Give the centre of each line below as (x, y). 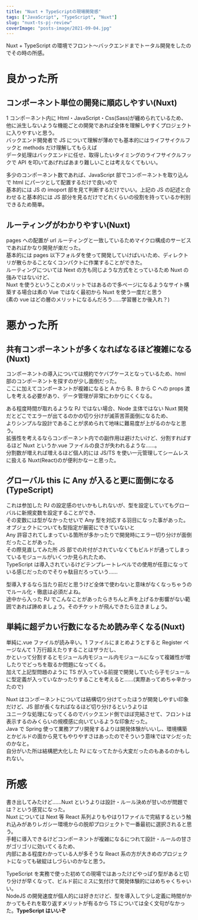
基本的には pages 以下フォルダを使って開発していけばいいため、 (85, 255)
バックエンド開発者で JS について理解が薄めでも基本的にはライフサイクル (96, 140)
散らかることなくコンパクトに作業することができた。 (81, 263)
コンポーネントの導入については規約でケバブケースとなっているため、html (96, 374)
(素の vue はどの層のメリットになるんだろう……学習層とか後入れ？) (88, 300)
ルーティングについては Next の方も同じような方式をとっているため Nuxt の (98, 270)
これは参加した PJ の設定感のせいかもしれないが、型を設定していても (90, 505)
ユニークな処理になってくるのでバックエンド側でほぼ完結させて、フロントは (99, 714)
